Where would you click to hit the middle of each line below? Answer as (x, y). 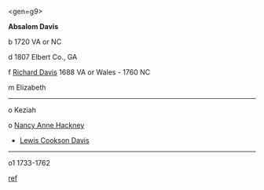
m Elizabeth (27, 87)
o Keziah (22, 110)
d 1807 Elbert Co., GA (43, 57)
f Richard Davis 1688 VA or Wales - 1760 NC (79, 72)
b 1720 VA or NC (35, 42)
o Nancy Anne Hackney (46, 125)
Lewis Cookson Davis (54, 140)
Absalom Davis (33, 26)
